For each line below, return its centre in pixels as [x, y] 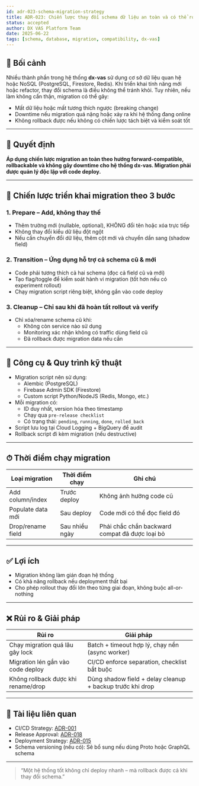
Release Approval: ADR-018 [49, 734]
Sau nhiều [74, 526]
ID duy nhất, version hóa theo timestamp [73, 408]
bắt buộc [100, 669]
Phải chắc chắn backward [136, 526]
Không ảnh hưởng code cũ [137, 496]
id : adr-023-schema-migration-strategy [55, 12]
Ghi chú [145, 478]
